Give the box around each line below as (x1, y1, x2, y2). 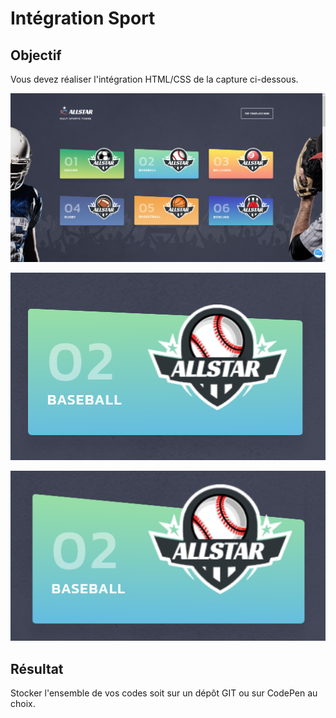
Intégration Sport (10, 7, 156, 30)
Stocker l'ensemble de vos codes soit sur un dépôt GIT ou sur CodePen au (10, 687, 318, 699)
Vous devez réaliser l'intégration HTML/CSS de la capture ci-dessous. (10, 73, 299, 85)
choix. (10, 698, 36, 710)
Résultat (10, 660, 64, 677)
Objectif (10, 47, 62, 64)
